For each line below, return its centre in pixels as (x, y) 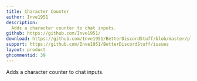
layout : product (26, 50)
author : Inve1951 (27, 17)
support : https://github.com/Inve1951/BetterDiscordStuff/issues (87, 45)
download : (18, 39)
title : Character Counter (38, 11)
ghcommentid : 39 (26, 55)
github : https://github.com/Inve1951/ (53, 33)
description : (22, 22)
